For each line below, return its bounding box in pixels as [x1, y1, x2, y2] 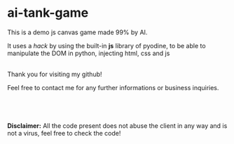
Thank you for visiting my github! [7, 70, 103, 78]
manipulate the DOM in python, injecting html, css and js [7, 49, 170, 57]
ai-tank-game [7, 5, 89, 21]
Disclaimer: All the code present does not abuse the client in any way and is [7, 122, 228, 130]
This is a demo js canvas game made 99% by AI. [7, 28, 148, 36]
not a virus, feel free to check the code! [7, 129, 121, 138]
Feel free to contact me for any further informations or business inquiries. [7, 83, 219, 92]
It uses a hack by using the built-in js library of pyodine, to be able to [7, 41, 206, 50]
